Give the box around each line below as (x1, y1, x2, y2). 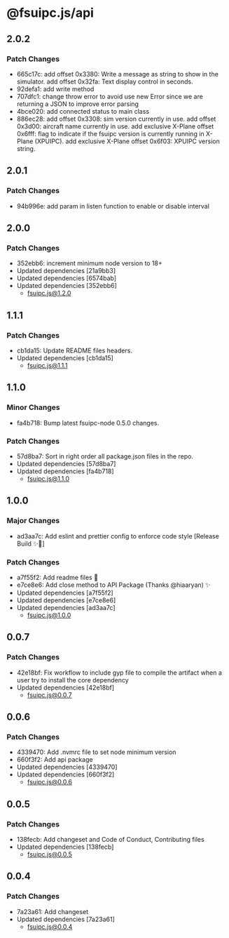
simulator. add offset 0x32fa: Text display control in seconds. (16, 77, 193, 86)
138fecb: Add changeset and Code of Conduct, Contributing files (16, 835, 204, 843)
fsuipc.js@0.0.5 (27, 850, 73, 858)
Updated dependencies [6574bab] (16, 274, 117, 282)
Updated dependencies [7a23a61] (16, 915, 115, 923)
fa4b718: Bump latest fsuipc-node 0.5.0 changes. (16, 418, 160, 427)
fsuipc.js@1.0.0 (27, 611, 71, 619)
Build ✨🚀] (16, 539, 45, 548)
